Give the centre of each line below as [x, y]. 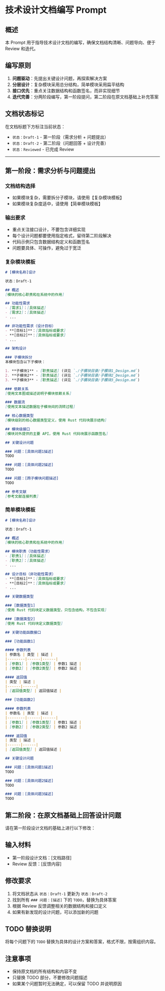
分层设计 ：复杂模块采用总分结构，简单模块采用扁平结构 [68, 85]
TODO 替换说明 [28, 929]
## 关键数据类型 [19, 597]
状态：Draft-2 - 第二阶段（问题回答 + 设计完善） [60, 143]
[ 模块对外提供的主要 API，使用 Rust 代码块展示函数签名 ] [57, 434]
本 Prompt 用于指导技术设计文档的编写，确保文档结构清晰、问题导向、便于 [80, 42]
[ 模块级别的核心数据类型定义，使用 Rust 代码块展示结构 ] [56, 421]
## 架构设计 [16, 349]
